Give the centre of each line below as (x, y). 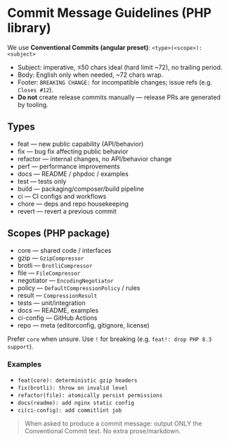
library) (29, 28)
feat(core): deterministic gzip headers (77, 380)
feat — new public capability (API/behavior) (80, 144)
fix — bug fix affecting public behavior (73, 151)
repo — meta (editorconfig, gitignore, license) (83, 325)
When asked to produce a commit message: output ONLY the (113, 423)
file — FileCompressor (49, 273)
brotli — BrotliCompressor (55, 265)
